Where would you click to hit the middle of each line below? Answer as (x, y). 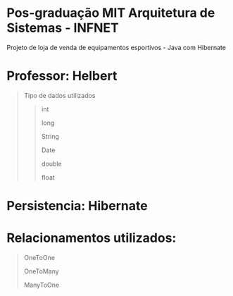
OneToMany (41, 271)
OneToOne (39, 258)
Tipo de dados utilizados (59, 95)
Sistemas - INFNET (63, 28)
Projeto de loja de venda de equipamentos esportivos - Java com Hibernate (116, 47)
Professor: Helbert (62, 76)
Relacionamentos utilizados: (92, 238)
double (51, 164)
